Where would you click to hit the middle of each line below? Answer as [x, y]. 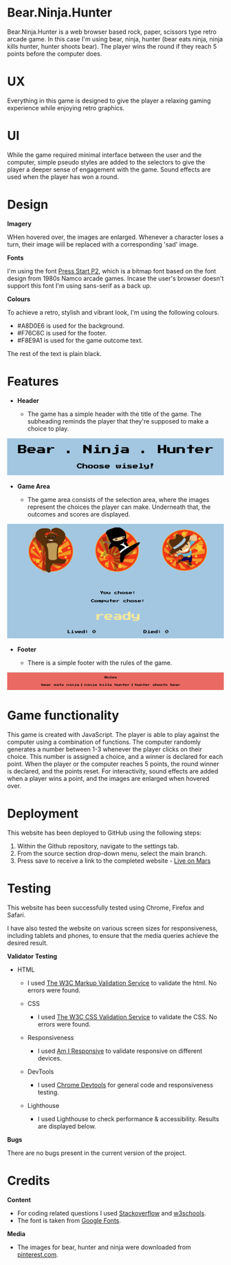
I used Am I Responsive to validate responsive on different [120, 1051]
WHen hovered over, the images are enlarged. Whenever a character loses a [115, 237]
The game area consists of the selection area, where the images [118, 500]
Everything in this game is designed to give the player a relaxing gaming [109, 101]
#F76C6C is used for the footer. [62, 333]
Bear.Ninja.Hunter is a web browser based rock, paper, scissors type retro [112, 32]
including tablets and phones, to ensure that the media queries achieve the [113, 935]
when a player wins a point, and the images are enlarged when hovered [108, 778]
